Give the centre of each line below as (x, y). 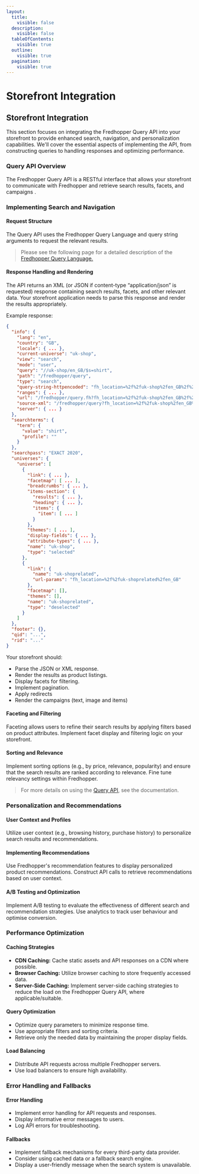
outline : (22, 50)
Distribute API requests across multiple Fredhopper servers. (88, 1064)
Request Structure (29, 221)
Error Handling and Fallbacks (49, 1086)
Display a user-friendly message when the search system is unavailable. (103, 1165)
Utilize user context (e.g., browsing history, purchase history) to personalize (99, 833)
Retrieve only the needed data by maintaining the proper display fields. (101, 1037)
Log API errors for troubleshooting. (57, 1125)
